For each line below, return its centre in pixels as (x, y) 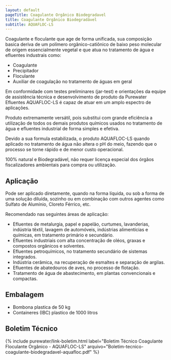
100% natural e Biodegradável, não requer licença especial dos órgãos (80, 159)
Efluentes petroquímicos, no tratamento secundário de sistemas (80, 251)
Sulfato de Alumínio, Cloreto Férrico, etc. (48, 204)
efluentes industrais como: (33, 55)
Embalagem (25, 295)
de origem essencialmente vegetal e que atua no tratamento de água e (80, 50)
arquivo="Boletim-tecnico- (116, 346)
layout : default (22, 10)
